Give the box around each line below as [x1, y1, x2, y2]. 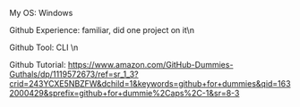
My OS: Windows [9, 8, 73, 18]
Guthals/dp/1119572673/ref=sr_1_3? [9, 69, 139, 79]
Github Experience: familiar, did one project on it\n [9, 25, 195, 35]
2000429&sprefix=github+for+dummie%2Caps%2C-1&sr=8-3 [9, 88, 240, 98]
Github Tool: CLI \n [9, 42, 79, 53]
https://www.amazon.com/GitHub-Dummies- [67, 60, 234, 70]
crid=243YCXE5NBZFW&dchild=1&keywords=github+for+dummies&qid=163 [9, 78, 291, 88]
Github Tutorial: [9, 60, 66, 70]
